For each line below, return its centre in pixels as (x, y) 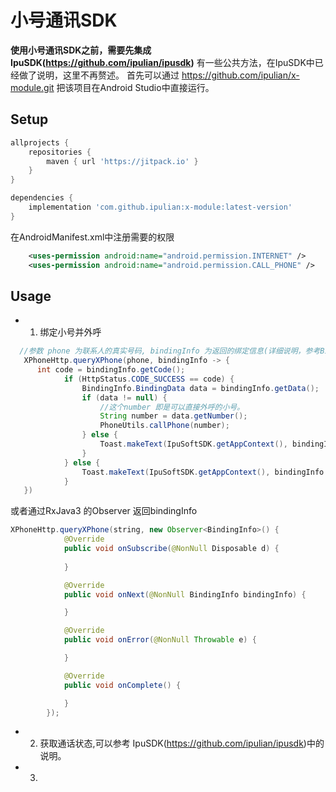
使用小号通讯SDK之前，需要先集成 (81, 50)
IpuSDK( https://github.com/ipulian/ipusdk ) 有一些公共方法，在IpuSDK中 (162, 62)
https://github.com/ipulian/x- (240, 75)
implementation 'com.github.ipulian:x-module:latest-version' (160, 207)
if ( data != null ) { (124, 397)
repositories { (60, 152)
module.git (32, 87)
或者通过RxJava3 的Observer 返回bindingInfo (104, 511)
